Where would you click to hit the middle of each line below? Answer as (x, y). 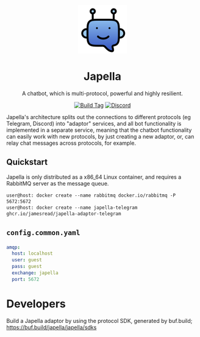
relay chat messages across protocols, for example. (71, 143)
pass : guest (27, 267)
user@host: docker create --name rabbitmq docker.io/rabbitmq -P (91, 195)
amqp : (13, 247)
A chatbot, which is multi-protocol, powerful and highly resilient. (102, 93)
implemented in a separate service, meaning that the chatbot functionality (99, 130)
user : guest (27, 260)
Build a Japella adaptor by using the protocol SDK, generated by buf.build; (99, 321)
